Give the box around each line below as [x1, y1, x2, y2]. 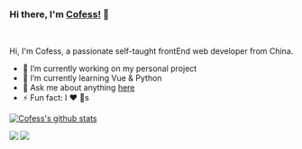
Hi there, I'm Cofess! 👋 [9, 8, 110, 21]
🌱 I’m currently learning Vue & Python [22, 73, 162, 83]
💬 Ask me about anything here [22, 83, 135, 93]
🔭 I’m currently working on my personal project [22, 63, 197, 74]
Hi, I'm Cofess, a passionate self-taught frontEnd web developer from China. [9, 46, 294, 57]
